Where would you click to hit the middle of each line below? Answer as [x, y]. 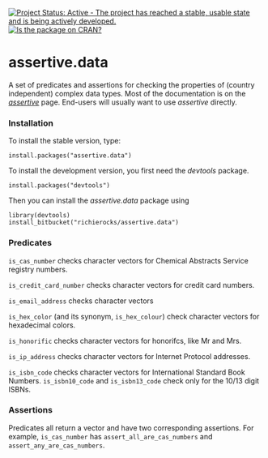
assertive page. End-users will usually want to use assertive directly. [123, 102]
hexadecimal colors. [42, 325]
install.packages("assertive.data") [70, 156]
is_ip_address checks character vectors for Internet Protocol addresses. [130, 356]
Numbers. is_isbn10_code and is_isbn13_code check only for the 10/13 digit [134, 380]
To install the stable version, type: [65, 141]
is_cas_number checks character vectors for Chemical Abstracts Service [128, 260]
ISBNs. [19, 389]
